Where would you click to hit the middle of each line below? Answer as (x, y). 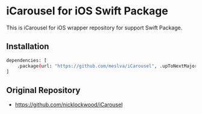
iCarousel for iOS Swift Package (87, 11)
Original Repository (43, 90)
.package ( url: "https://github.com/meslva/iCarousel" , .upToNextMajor (107, 66)
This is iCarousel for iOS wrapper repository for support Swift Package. (94, 28)
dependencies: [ (26, 60)
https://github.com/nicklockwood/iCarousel (69, 105)
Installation (28, 46)
